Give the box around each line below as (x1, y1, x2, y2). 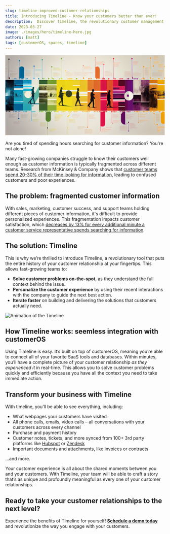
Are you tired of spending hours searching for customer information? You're (5, 140, 163, 146)
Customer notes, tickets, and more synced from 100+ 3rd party (12, 435, 145, 441)
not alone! (5, 145, 26, 152)
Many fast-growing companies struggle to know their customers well (5, 155, 149, 161)
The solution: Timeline (5, 242, 77, 250)
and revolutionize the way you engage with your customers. (5, 523, 130, 529)
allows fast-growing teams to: (5, 265, 67, 272)
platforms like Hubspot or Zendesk (12, 441, 85, 447)
